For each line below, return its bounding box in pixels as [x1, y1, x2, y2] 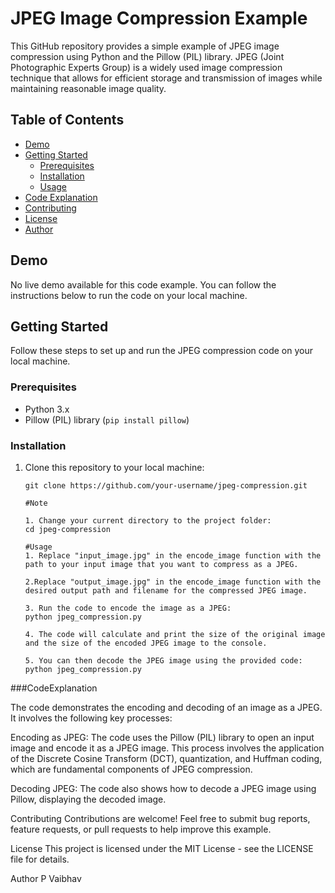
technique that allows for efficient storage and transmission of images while [10, 72, 323, 84]
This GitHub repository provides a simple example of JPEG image [10, 40, 280, 52]
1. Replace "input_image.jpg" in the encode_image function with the [24, 550, 322, 561]
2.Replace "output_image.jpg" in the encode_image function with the [24, 577, 322, 587]
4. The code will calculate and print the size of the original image [24, 629, 326, 639]
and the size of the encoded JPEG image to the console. [24, 638, 268, 648]
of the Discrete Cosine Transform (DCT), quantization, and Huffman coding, [10, 752, 323, 764]
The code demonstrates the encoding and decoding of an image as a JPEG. [10, 701, 323, 713]
